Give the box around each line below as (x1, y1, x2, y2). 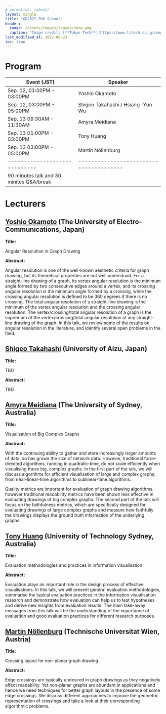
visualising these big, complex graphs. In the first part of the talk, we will (5, 466, 153, 472)
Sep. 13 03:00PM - (7, 144, 54, 151)
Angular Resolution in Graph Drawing (5, 248, 81, 254)
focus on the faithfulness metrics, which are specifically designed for (5, 502, 146, 508)
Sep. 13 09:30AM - (7, 115, 54, 122)
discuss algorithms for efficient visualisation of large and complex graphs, (5, 471, 156, 477)
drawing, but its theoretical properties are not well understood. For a (5, 272, 144, 278)
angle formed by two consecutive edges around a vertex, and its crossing (5, 283, 155, 289)
